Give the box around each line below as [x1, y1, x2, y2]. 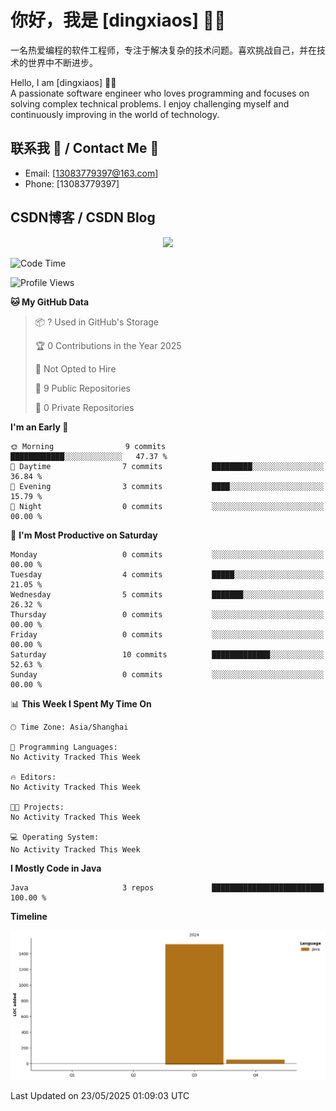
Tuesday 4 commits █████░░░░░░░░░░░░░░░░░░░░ [10, 569, 325, 580]
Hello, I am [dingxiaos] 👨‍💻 [10, 76, 117, 88]
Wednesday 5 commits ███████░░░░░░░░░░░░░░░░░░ [10, 589, 325, 600]
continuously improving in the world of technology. [10, 108, 220, 120]
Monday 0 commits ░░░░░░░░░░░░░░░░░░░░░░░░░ [10, 549, 325, 560]
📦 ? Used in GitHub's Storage [34, 316, 160, 328]
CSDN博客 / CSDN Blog [10, 209, 156, 226]
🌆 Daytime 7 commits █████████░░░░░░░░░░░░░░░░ [10, 461, 325, 471]
